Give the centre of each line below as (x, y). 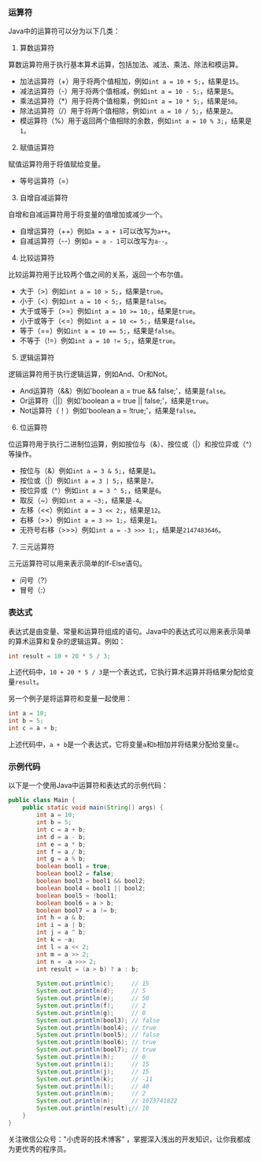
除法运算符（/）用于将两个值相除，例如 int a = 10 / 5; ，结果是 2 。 (128, 111)
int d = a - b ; (61, 837)
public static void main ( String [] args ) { (93, 808)
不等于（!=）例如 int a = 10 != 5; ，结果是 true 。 (100, 341)
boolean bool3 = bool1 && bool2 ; (91, 881)
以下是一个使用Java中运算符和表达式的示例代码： (89, 786)
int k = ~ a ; (56, 940)
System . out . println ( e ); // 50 (93, 999)
